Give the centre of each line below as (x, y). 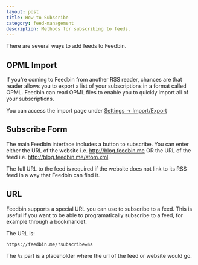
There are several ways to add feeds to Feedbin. (66, 46)
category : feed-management (40, 23)
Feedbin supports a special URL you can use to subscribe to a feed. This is (99, 209)
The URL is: (21, 233)
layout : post (23, 12)
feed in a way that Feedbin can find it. (53, 175)
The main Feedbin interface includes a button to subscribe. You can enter (97, 144)
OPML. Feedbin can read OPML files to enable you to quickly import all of (97, 93)
